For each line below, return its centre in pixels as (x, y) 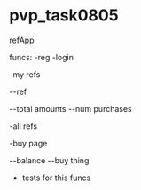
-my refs (25, 74)
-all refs (23, 126)
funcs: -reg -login (41, 57)
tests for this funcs (56, 178)
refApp (22, 40)
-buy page (28, 143)
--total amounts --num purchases (70, 108)
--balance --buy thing (49, 160)
